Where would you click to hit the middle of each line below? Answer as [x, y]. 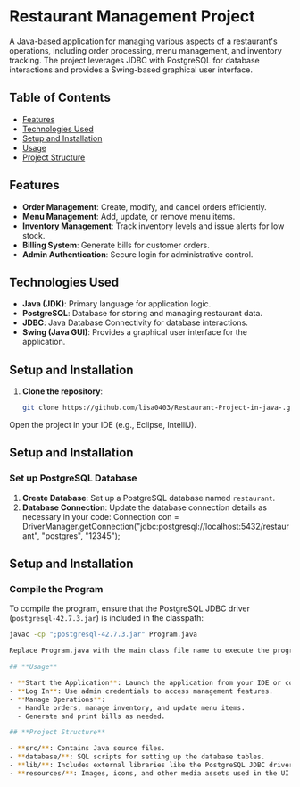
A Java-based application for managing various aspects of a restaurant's [144, 41]
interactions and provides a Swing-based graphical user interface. [131, 70]
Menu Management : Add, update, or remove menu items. [129, 216]
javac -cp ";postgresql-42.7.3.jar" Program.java [104, 635]
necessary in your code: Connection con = [101, 516]
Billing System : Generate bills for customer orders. [116, 245]
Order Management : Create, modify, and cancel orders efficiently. [144, 206]
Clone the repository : [62, 391]
